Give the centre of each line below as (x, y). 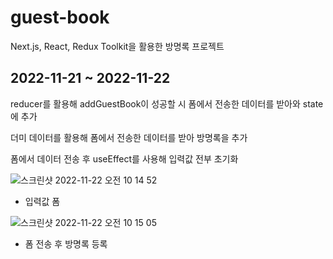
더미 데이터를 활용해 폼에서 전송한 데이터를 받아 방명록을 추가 (129, 137)
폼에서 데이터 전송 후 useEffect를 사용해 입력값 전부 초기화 (124, 158)
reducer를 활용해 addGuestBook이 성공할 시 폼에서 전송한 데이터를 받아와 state (167, 103)
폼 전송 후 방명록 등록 (66, 243)
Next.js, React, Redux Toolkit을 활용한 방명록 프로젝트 (117, 46)
